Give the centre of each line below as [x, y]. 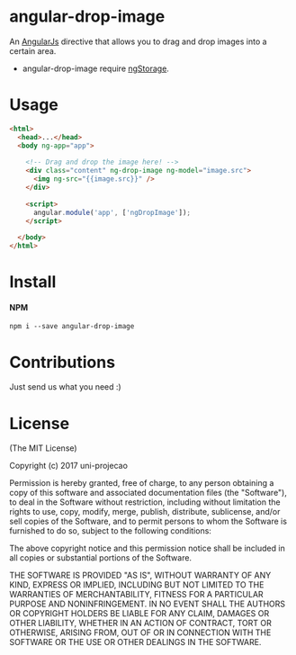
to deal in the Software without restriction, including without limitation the [145, 502]
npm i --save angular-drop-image [72, 327]
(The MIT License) [44, 448]
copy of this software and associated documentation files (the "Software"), [148, 493]
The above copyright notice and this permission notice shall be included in [147, 548]
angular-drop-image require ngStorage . [95, 68]
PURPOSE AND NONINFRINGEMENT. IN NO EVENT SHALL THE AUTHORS [148, 604]
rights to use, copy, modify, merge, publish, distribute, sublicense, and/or [145, 512]
